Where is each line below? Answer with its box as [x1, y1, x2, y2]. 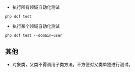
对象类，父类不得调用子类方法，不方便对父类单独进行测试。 [12, 61, 133, 67]
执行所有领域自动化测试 [12, 4, 60, 10]
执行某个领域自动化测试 [12, 24, 60, 29]
